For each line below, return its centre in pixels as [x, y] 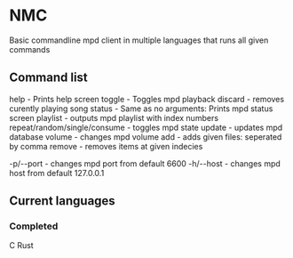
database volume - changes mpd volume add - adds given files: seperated [146, 137]
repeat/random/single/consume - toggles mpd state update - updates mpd [146, 127]
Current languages [62, 201]
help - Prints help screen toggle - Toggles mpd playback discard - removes [147, 99]
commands [30, 49]
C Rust [21, 246]
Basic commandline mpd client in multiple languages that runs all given [139, 40]
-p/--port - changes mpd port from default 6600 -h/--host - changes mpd [145, 163]
